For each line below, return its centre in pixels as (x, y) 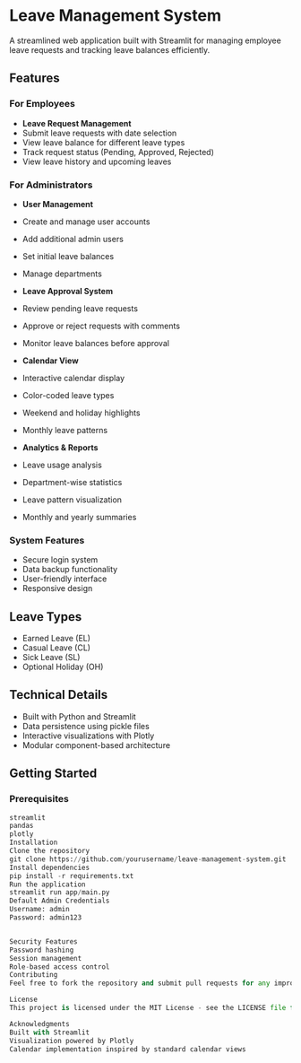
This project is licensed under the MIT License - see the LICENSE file (148, 1008)
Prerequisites (39, 799)
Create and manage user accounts (86, 222)
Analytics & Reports (60, 447)
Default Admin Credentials (60, 901)
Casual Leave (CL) (56, 648)
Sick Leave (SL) (51, 658)
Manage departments (62, 274)
